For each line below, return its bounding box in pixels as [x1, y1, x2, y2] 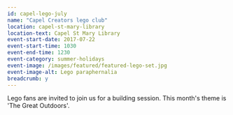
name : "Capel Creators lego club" [7, 17, 108, 24]
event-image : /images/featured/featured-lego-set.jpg [7, 62, 168, 69]
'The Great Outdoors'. [7, 102, 70, 110]
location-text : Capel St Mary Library [7, 29, 120, 37]
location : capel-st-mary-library [7, 23, 105, 30]
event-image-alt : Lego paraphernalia [7, 68, 118, 75]
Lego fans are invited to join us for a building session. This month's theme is [7, 94, 227, 102]
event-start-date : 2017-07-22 [7, 36, 96, 43]
